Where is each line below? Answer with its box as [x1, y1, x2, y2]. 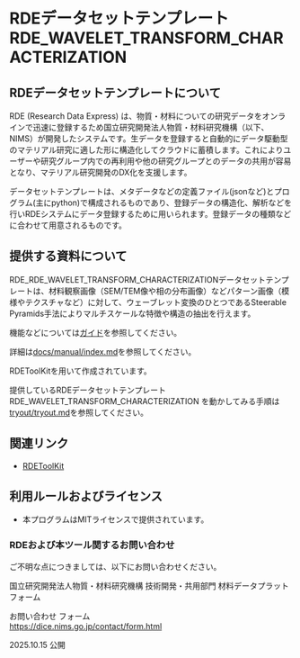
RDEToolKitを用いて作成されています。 [9, 365, 153, 376]
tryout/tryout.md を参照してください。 [9, 407, 148, 418]
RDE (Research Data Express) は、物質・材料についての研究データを [9, 111, 262, 122]
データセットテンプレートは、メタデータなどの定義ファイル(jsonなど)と [9, 186, 275, 196]
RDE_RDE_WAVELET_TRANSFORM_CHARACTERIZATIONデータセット [9, 274, 267, 284]
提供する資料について [9, 248, 128, 264]
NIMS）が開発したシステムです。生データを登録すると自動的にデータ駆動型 [9, 133, 289, 144]
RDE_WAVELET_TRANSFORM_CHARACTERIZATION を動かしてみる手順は [9, 395, 280, 406]
